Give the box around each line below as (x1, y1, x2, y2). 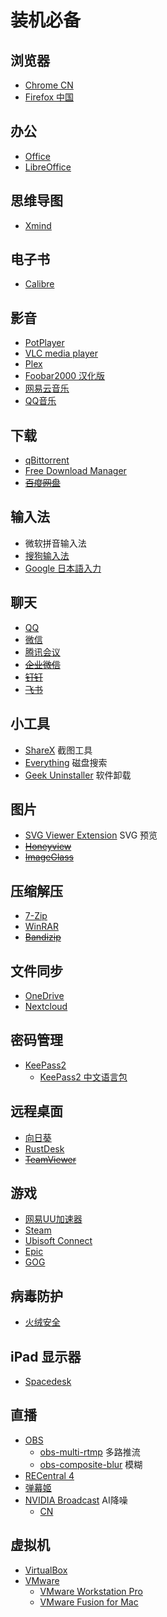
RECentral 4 (24, 1469, 75, 1481)
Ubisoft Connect (24, 1235, 93, 1247)
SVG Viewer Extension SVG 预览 (24, 829, 158, 841)
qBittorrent (24, 454, 70, 466)
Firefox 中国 (24, 91, 75, 103)
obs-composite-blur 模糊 (39, 1458, 143, 1470)
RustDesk (24, 1142, 65, 1155)
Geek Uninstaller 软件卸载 (24, 769, 132, 781)
